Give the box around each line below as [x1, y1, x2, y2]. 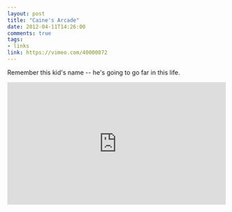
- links [7, 43, 30, 50]
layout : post [7, 10, 45, 17]
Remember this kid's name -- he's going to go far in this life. [7, 68, 180, 77]
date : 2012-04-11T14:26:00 [7, 23, 86, 30]
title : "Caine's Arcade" [7, 17, 80, 24]
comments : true [7, 29, 52, 37]
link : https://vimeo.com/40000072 [7, 50, 108, 56]
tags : [7, 36, 23, 43]
